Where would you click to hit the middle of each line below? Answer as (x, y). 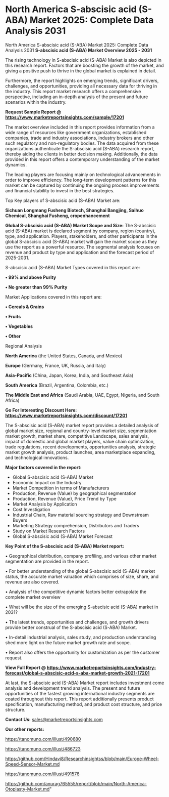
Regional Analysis (24, 346)
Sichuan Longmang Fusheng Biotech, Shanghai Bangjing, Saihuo (74, 210)
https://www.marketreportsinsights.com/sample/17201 (65, 117)
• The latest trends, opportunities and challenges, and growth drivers (77, 622)
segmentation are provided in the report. (47, 561)
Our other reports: (25, 729)
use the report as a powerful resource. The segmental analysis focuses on (82, 247)
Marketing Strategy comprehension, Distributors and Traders (76, 525)
